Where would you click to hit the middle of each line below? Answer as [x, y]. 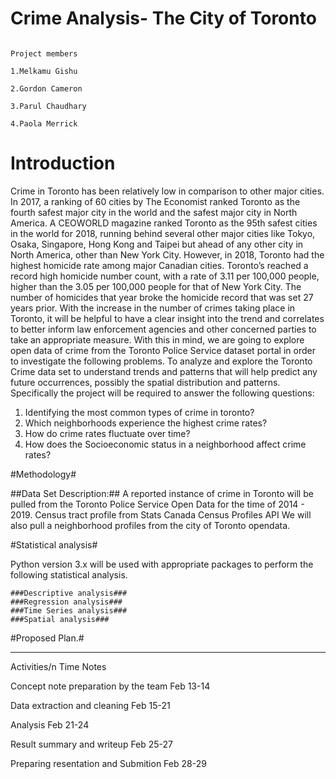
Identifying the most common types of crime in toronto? [139, 412]
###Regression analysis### [66, 602]
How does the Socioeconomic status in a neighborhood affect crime [165, 444]
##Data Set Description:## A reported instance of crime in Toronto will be [162, 493]
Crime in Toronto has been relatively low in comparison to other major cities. [167, 191]
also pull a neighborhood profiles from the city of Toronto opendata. [150, 525]
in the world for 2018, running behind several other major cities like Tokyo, [163, 233]
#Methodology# [43, 474]
